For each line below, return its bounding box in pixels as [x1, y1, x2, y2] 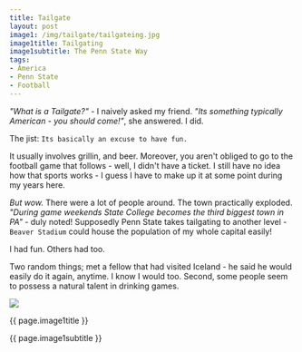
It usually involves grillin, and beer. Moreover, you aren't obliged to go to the [9, 151, 293, 161]
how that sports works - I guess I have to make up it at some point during [9, 170, 283, 181]
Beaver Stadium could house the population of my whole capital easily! [9, 226, 272, 237]
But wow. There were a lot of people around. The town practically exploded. [9, 197, 293, 208]
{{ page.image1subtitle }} [9, 332, 102, 343]
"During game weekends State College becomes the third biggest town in [9, 206, 284, 218]
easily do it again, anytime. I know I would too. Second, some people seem [9, 270, 288, 281]
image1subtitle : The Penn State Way [9, 47, 148, 56]
